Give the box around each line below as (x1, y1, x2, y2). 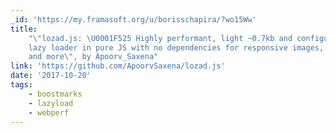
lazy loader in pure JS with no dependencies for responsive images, (28, 42, 325, 53)
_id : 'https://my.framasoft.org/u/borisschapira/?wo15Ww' (10, 14, 257, 25)
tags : (10, 80, 33, 90)
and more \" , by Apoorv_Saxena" (28, 52, 159, 62)
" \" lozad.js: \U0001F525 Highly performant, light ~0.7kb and (28, 33, 293, 43)
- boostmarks (28, 89, 83, 99)
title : (10, 24, 38, 34)
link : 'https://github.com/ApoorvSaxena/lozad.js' (10, 61, 226, 71)
